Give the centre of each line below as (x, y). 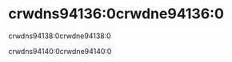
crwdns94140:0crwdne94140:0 (60, 51)
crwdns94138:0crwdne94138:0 (60, 36)
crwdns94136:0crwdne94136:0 (116, 14)
